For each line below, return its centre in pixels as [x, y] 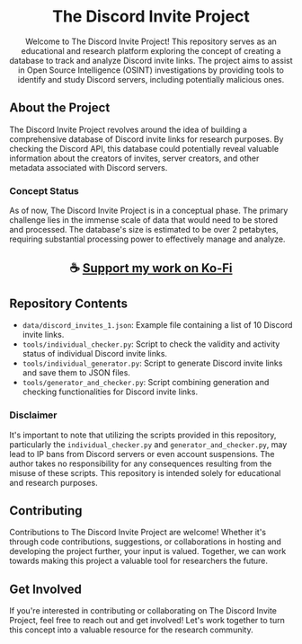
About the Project [60, 108]
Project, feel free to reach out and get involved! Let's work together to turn [147, 621]
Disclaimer [33, 415]
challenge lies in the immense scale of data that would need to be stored [144, 220]
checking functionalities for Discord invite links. [110, 392]
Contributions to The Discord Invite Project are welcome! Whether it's [138, 533]
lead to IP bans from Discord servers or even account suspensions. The [142, 454]
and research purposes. [53, 482]
